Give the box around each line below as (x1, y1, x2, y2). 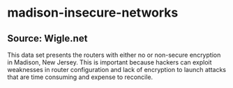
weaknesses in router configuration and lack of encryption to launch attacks (7, 66, 227, 73)
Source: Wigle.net (7, 33, 88, 44)
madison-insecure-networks (7, 5, 179, 21)
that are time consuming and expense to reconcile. (7, 73, 153, 81)
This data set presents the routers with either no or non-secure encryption (7, 51, 221, 59)
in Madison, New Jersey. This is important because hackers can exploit (7, 58, 212, 67)
